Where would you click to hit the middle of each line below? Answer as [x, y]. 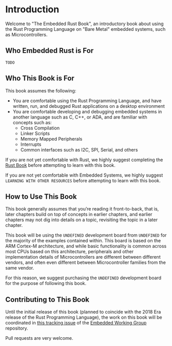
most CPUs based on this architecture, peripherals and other [70, 252]
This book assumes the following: [41, 90]
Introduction [32, 9]
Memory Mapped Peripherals [51, 139]
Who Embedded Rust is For [50, 51]
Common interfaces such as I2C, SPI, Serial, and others [79, 149]
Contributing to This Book [47, 300]
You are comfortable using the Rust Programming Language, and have [87, 101]
